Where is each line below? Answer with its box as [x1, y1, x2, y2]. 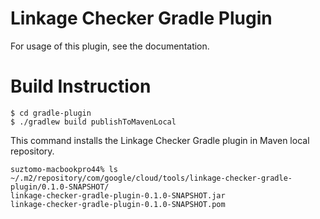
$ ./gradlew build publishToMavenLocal [10, 117, 177, 127]
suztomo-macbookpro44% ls [10, 164, 118, 174]
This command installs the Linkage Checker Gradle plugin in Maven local [10, 134, 310, 146]
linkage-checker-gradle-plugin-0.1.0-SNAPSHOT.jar [10, 190, 226, 201]
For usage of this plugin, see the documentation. [10, 40, 210, 52]
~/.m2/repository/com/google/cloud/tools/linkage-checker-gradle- [10, 173, 293, 183]
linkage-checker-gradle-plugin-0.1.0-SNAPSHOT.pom [10, 199, 226, 209]
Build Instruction [10, 75, 152, 98]
